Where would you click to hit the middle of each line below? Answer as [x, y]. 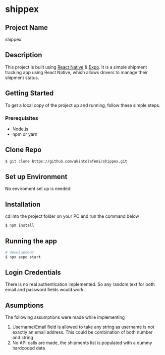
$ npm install [20, 225]
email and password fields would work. [45, 290]
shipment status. [22, 78]
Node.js [20, 129]
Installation [23, 204]
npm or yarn [25, 134]
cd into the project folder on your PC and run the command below [72, 216]
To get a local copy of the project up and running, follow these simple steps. [83, 105]
